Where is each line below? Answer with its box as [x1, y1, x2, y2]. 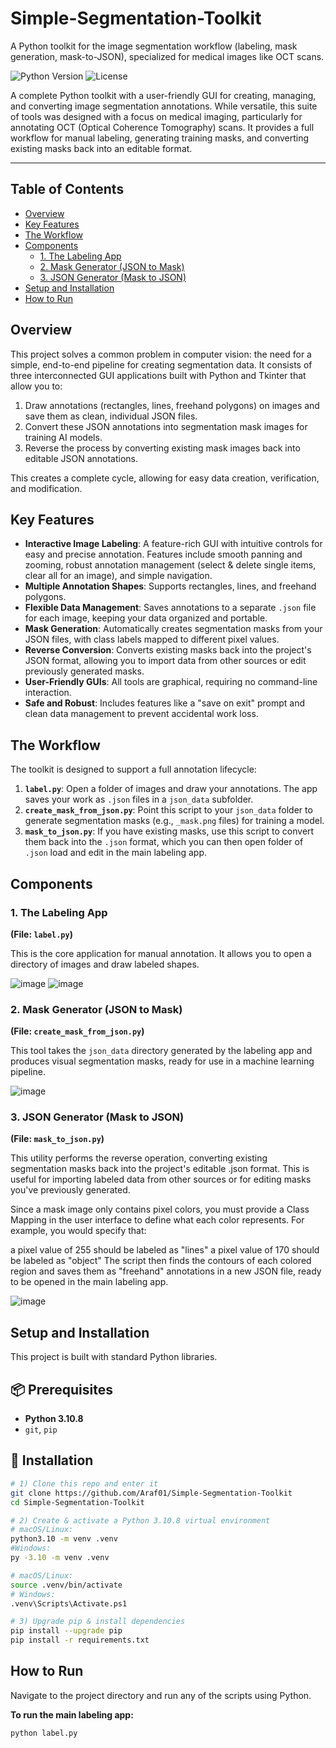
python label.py [10, 1728, 78, 1738]
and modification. [10, 482, 83, 494]
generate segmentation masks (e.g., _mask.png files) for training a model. [24, 815, 325, 827]
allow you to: [10, 380, 63, 392]
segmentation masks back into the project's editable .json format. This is [10, 1163, 310, 1175]
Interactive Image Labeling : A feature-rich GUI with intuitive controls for [24, 538, 323, 550]
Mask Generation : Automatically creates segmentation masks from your [24, 623, 323, 635]
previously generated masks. [24, 665, 145, 677]
